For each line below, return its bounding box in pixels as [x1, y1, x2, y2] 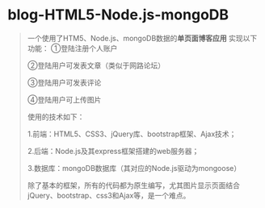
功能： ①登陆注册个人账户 [27, 43, 118, 53]
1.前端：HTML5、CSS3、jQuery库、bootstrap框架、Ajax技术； [27, 129, 237, 139]
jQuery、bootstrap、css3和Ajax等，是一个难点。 [27, 190, 191, 200]
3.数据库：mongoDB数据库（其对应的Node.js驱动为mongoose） [27, 163, 242, 173]
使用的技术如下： [27, 111, 85, 122]
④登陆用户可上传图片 [27, 94, 102, 104]
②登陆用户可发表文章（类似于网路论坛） [27, 60, 166, 70]
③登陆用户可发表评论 [27, 77, 102, 87]
